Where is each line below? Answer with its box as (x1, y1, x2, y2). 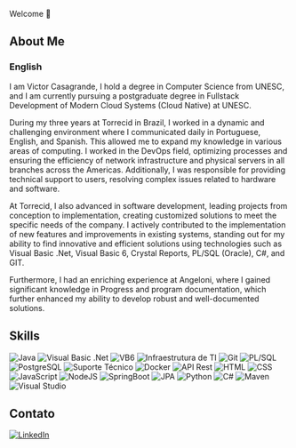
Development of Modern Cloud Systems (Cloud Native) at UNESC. (9, 100, 252, 110)
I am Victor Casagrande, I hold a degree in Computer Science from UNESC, (9, 81, 285, 92)
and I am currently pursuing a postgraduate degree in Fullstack (9, 90, 240, 101)
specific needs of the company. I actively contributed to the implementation (9, 219, 286, 230)
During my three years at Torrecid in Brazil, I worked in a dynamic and (9, 116, 265, 128)
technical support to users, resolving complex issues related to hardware (9, 173, 276, 184)
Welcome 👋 (9, 9, 52, 19)
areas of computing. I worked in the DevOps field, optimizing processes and (9, 145, 288, 156)
